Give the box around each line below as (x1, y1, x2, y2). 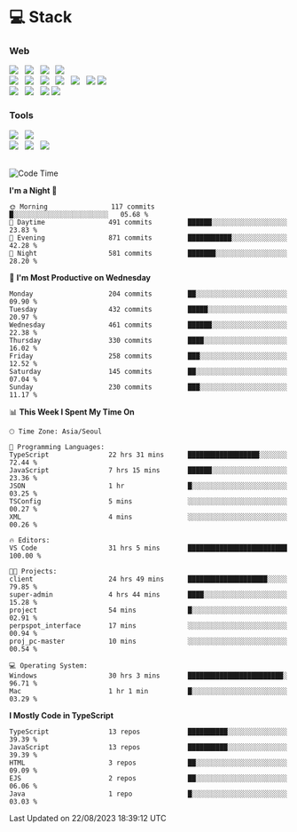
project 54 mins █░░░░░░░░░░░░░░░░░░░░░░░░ (9, 606, 288, 614)
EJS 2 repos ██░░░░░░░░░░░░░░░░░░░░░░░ (9, 773, 288, 782)
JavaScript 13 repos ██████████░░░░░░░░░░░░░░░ (9, 742, 288, 751)
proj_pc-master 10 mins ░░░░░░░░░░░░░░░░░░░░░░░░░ (9, 637, 288, 646)
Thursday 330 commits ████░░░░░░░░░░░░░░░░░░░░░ (9, 336, 288, 345)
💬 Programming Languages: (9, 442, 105, 451)
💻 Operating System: (9, 661, 89, 670)
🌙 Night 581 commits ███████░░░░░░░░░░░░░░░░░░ (9, 249, 288, 258)
